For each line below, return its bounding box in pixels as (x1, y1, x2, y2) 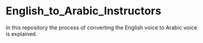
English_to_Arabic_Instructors (5, 4, 162, 18)
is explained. (5, 30, 38, 37)
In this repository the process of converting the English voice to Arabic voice (5, 24, 198, 31)
